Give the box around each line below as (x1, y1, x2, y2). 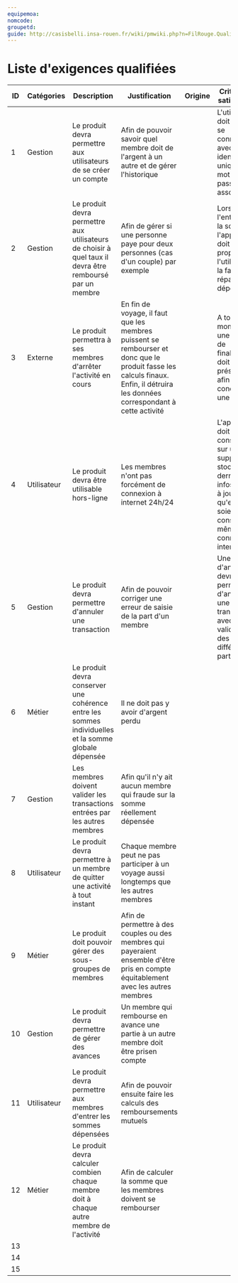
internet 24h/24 (120, 498, 174, 508)
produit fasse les (120, 362, 177, 372)
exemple (120, 266, 150, 276)
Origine (184, 91, 210, 101)
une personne (120, 230, 168, 240)
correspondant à (120, 397, 176, 407)
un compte (72, 174, 108, 184)
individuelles (72, 725, 115, 735)
